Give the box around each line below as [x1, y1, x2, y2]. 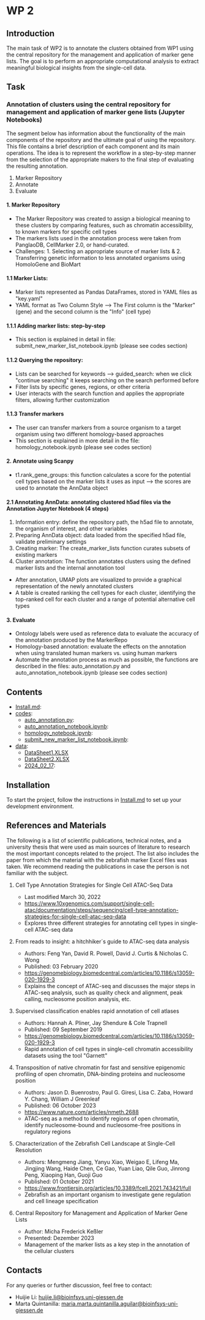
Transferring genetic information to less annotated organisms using [15, 254, 185, 261]
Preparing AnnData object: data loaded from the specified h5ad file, [15, 532, 187, 539]
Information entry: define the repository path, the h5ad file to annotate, [15, 519, 194, 526]
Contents [6, 686, 43, 697]
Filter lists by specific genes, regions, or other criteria [15, 383, 150, 390]
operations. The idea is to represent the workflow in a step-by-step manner [6, 149, 196, 157]
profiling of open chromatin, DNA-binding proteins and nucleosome [15, 1070, 185, 1077]
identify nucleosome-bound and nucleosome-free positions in [24, 1121, 181, 1128]
